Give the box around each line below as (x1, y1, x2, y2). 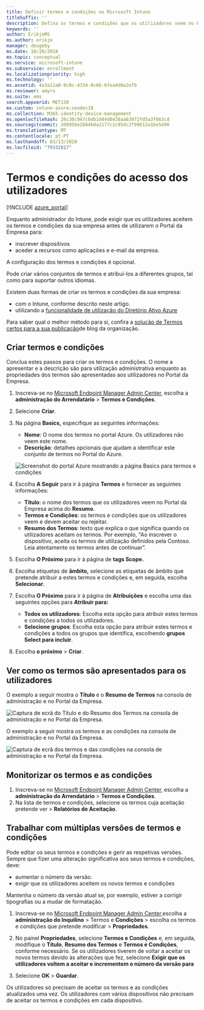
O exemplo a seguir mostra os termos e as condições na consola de (6, 728, 177, 735)
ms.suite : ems (6, 94, 42, 100)
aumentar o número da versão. (15, 873, 93, 881)
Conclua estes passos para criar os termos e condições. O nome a (6, 358, 173, 366)
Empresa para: (6, 228, 43, 236)
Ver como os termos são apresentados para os (6, 666, 186, 676)
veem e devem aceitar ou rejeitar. (24, 518, 108, 525)
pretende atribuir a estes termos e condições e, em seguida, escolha (15, 574, 187, 581)
